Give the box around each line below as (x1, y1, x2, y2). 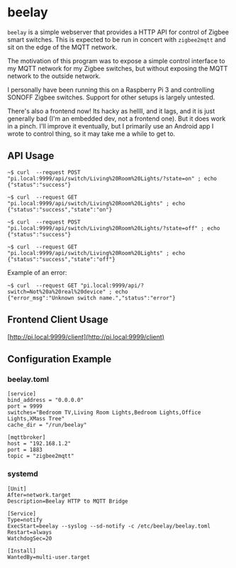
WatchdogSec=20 (7, 535, 52, 542)
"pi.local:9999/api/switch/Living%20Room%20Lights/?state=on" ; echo (7, 175, 218, 182)
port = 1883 (7, 447, 43, 454)
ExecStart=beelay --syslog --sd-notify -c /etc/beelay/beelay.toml (7, 523, 211, 530)
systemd (7, 469, 38, 479)
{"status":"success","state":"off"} (7, 256, 116, 263)
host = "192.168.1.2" (7, 440, 72, 447)
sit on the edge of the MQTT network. (7, 43, 118, 51)
